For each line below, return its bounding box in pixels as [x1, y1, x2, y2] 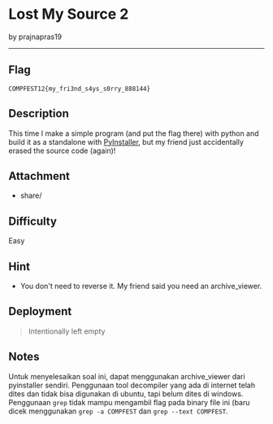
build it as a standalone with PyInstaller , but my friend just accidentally [8, 137, 244, 146]
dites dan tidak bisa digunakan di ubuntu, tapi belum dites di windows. [8, 388, 244, 399]
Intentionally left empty [28, 326, 106, 336]
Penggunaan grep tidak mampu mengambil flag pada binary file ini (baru [8, 397, 250, 407]
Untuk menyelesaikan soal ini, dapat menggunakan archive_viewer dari [8, 371, 245, 381]
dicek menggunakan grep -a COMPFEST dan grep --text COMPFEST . [8, 406, 229, 416]
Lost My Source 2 [8, 5, 129, 24]
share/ [19, 190, 42, 200]
